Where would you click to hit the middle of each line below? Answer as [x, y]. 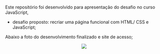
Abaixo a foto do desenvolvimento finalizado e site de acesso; [69, 37]
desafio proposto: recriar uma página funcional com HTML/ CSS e [80, 22]
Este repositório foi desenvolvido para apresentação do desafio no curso [80, 7]
